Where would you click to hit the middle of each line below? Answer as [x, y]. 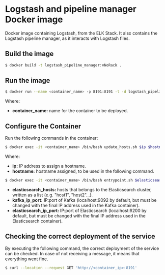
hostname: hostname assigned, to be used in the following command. [83, 171]
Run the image [28, 80]
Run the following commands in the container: [52, 138]
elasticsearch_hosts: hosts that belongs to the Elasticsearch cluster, [82, 189]
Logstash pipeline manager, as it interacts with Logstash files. [68, 38]
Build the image [29, 54]
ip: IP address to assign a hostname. [49, 166]
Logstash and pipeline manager [71, 9]
